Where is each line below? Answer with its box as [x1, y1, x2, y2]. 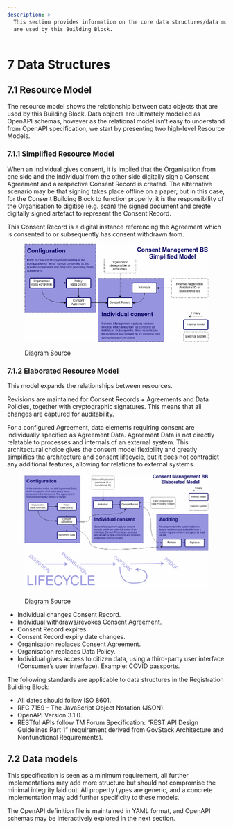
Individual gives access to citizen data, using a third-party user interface [17, 654, 225, 663]
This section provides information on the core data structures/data [13, 18, 218, 26]
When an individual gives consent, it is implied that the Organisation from [7, 165, 216, 173]
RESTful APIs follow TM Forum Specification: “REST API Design [17, 718, 199, 726]
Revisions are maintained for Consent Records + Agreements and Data [7, 395, 209, 403]
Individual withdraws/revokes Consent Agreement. [17, 618, 162, 626]
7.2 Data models [7, 753, 78, 765]
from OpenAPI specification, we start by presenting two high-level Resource [7, 125, 225, 133]
